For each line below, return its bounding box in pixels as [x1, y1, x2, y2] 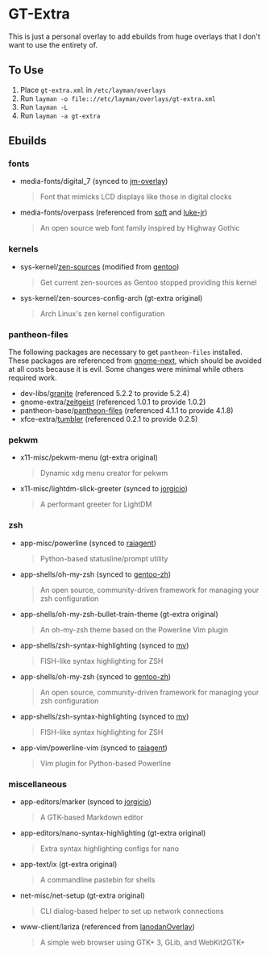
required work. [8, 373, 57, 383]
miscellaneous [8, 778, 67, 790]
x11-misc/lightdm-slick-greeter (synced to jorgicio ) [19, 484, 188, 494]
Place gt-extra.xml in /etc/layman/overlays [19, 85, 167, 94]
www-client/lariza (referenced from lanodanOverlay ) [19, 921, 195, 932]
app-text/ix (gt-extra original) [19, 859, 118, 869]
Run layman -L [19, 102, 69, 111]
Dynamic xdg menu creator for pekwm [39, 469, 168, 478]
